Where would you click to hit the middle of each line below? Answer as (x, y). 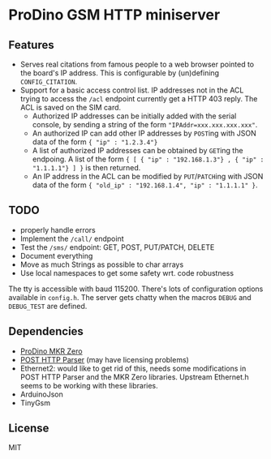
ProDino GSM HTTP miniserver (114, 15)
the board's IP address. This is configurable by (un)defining (120, 73)
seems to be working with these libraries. (89, 385)
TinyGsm (35, 402)
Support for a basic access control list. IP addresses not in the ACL (132, 90)
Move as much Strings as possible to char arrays (102, 264)
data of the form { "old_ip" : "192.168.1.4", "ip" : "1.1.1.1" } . (145, 185)
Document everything (56, 255)
